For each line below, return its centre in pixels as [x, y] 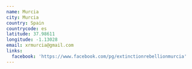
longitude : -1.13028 [32, 40]
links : [14, 51]
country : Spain [25, 23]
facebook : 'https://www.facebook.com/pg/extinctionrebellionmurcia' [99, 56]
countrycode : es [26, 28]
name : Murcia [23, 12]
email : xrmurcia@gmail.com [40, 46]
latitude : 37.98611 [31, 34]
